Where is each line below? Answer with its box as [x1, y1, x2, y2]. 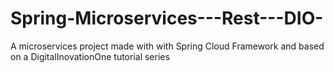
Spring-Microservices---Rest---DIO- [10, 7, 324, 30]
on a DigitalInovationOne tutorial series [10, 50, 170, 62]
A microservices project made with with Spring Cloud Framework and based [10, 40, 325, 52]
